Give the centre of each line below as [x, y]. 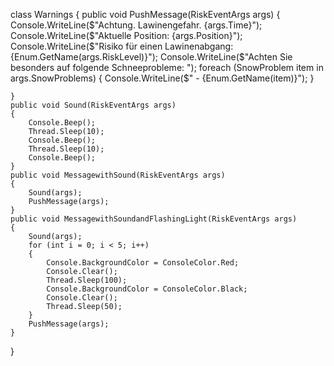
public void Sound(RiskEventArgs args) [93, 105]
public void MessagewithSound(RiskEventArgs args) [118, 175]
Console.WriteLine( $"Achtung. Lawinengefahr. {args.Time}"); [136, 25]
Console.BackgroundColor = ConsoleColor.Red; [143, 263]
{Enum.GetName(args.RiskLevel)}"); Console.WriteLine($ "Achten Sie [151, 57]
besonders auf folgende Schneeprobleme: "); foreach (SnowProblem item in [167, 67]
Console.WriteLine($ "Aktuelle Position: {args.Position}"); [126, 35]
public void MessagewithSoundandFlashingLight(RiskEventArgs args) [154, 219]
